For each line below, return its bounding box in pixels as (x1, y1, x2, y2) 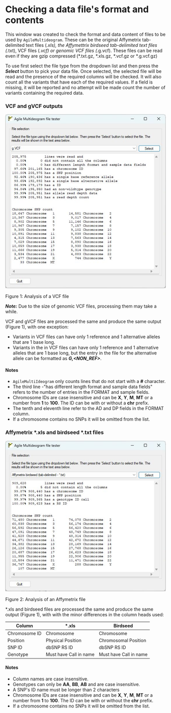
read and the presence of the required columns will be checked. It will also (5, 73, 162, 79)
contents (5, 14, 44, 26)
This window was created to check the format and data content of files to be (5, 31, 166, 37)
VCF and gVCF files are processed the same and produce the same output (5, 318, 161, 324)
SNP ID (7, 644, 23, 650)
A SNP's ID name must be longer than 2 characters (12, 687, 120, 693)
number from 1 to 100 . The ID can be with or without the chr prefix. (12, 697, 154, 703)
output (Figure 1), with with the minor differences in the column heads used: (5, 611, 164, 617)
